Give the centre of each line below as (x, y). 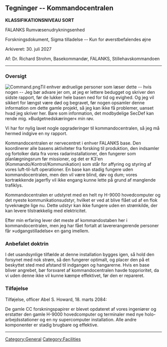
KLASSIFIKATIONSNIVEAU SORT (40, 20)
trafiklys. (14, 185)
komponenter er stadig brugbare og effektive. (52, 325)
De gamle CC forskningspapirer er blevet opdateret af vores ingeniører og (81, 309)
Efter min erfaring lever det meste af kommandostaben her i (66, 220)
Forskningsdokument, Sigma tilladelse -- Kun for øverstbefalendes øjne (78, 39)
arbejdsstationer (22, 319)
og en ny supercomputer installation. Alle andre (88, 319)
